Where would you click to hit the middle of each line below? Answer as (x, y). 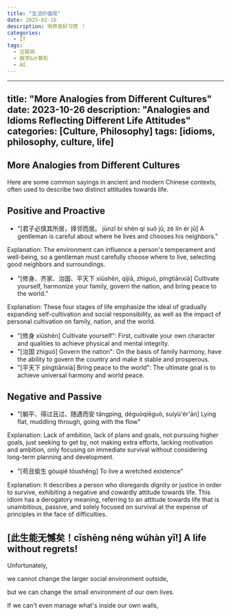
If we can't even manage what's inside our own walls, (83, 606)
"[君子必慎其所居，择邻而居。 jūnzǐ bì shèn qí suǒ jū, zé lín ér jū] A (111, 229)
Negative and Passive (54, 397)
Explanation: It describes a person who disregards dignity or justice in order (114, 485)
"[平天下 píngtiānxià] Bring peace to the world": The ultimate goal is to (116, 367)
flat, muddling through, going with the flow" (79, 422)
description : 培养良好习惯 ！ (47, 26)
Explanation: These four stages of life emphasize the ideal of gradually (107, 306)
